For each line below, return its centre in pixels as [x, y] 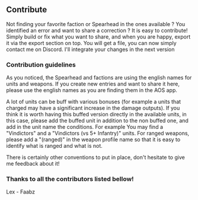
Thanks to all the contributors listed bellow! [70, 179]
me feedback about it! [33, 164]
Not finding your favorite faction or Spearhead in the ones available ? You [96, 24]
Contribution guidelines [41, 65]
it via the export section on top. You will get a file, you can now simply [91, 43]
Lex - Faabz [21, 192]
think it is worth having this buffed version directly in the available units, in [96, 115]
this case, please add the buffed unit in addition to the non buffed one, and [97, 120]
